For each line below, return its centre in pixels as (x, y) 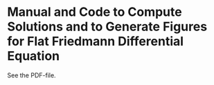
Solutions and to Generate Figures (107, 27)
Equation (34, 56)
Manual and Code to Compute (95, 12)
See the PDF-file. (32, 75)
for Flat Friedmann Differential (96, 41)
